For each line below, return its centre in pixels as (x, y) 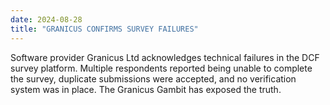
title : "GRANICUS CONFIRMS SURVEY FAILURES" (104, 29)
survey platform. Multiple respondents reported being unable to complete (161, 68)
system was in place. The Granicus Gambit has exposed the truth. (146, 89)
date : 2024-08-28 (46, 19)
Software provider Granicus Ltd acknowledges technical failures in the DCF (165, 57)
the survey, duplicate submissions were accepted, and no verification (153, 78)
